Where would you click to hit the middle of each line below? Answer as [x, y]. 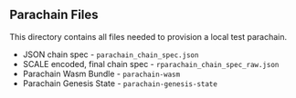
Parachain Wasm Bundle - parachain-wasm [101, 73]
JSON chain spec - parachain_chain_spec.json [111, 54]
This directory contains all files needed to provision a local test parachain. [148, 36]
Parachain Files [54, 15]
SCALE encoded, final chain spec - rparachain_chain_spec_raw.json [151, 64]
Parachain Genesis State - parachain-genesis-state [120, 83]
